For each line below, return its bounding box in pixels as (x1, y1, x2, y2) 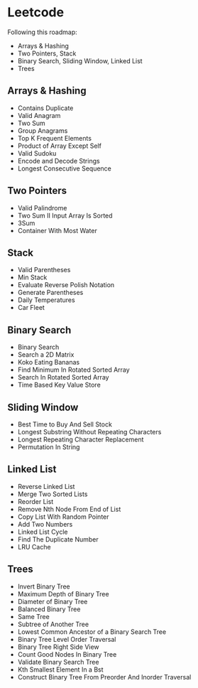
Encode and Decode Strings (17, 156, 101, 165)
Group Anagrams (17, 126, 68, 135)
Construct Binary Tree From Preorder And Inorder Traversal (17, 672, 192, 681)
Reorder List (17, 497, 54, 505)
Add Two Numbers (17, 520, 73, 528)
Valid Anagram (17, 111, 61, 119)
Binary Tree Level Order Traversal (17, 635, 116, 643)
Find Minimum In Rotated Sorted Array (17, 365, 130, 374)
